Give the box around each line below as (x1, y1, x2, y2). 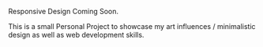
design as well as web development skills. (8, 31, 145, 39)
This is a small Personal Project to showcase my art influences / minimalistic (8, 22, 256, 31)
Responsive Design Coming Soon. (8, 7, 119, 16)
